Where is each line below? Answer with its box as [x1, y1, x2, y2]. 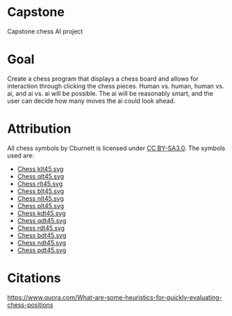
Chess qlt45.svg [17, 172, 65, 181]
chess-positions [7, 300, 53, 309]
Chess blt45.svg [17, 187, 65, 195]
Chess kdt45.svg [17, 209, 66, 217]
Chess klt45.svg [17, 165, 64, 173]
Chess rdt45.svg [17, 224, 65, 232]
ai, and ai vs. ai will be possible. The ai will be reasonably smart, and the [7, 89, 213, 97]
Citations [7, 270, 61, 285]
